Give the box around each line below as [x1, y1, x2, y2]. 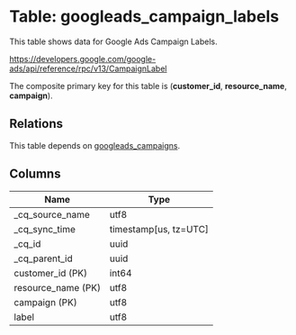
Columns [9, 167, 61, 182]
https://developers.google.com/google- [9, 53, 157, 64]
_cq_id [13, 237, 41, 249]
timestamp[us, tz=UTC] [109, 222, 210, 235]
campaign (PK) [13, 295, 78, 308]
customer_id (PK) [13, 267, 88, 279]
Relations [9, 116, 64, 131]
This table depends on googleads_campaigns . [9, 140, 181, 150]
